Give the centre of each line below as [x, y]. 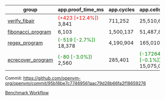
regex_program [25, 43]
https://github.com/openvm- [52, 78]
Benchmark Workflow [27, 93]
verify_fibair [21, 21]
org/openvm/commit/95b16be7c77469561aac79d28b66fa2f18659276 [76, 83]
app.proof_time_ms [81, 10]
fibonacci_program [29, 32]
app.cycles [122, 10]
